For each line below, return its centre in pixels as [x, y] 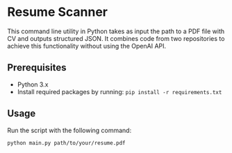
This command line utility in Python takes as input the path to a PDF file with [116, 31]
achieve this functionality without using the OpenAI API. [87, 46]
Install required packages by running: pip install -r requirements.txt [119, 91]
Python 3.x [33, 84]
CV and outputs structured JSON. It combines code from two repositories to [116, 38]
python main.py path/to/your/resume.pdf [67, 143]
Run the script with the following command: [69, 130]
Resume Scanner [57, 12]
